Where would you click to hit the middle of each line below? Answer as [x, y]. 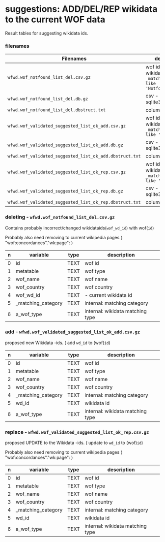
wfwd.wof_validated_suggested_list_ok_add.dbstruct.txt [74, 156]
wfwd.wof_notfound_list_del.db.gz [48, 99]
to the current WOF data [55, 19]
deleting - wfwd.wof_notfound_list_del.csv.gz [60, 217]
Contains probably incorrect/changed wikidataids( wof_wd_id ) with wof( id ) [80, 228]
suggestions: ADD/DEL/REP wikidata [81, 9]
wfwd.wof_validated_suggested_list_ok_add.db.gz [66, 145]
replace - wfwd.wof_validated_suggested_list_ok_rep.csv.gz [77, 432]
